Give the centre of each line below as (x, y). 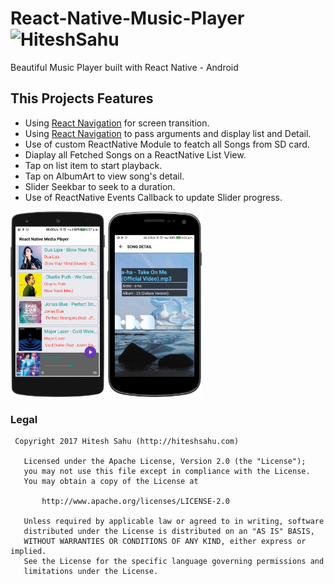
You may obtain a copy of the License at (111, 482)
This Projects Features (82, 98)
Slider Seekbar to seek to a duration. (100, 186)
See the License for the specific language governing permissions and (174, 562)
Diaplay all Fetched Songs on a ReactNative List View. (135, 154)
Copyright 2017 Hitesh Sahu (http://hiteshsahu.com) (127, 442)
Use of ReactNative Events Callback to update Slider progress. (153, 197)
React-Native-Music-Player (127, 18)
